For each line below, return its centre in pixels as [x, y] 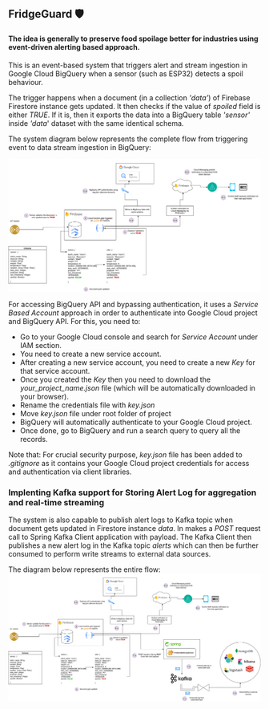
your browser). [44, 396]
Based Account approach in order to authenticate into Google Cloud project [133, 313]
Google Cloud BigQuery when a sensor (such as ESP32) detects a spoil [126, 73]
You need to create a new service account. [90, 354]
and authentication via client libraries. [70, 472]
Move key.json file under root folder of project [96, 413]
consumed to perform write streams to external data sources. [110, 554]
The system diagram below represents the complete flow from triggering [128, 139]
